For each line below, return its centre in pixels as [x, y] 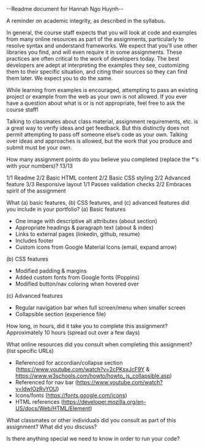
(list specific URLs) [30, 351]
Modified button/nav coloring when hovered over [77, 284]
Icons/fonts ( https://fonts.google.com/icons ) [71, 395]
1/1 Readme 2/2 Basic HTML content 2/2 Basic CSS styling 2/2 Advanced [99, 178]
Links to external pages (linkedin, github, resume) [77, 234]
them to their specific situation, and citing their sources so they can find [97, 72]
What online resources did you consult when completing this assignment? [99, 344]
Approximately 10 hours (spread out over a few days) [73, 332]
